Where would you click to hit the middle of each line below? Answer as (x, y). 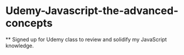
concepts (29, 23)
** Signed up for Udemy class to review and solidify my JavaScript (86, 39)
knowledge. (20, 46)
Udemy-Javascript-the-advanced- (92, 11)
